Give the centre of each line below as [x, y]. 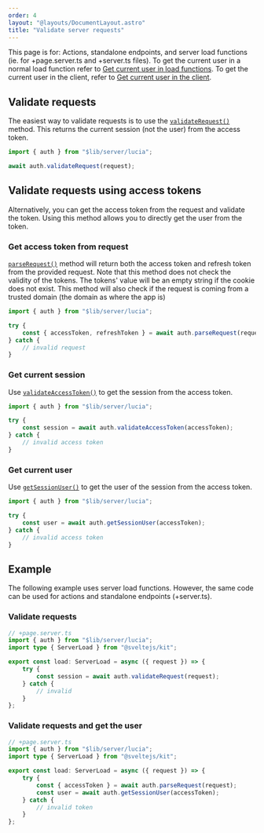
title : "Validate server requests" [66, 30]
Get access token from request [68, 247]
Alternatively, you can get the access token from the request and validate [126, 210]
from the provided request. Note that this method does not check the [120, 272]
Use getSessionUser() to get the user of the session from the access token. [130, 487]
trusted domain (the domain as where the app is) [87, 297]
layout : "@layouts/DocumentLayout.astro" [77, 23]
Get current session [47, 375]
